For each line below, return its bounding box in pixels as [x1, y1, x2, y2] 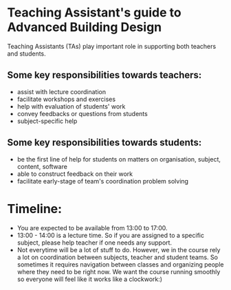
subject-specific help [16, 117, 78, 125]
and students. [7, 49, 46, 58]
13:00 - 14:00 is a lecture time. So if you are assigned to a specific [16, 231, 205, 239]
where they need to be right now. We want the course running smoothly [16, 267, 221, 276]
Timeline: [7, 201, 63, 216]
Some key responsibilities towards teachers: [7, 69, 202, 81]
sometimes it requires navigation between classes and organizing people [16, 260, 224, 269]
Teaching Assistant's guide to [7, 5, 181, 21]
